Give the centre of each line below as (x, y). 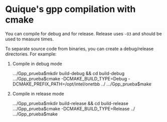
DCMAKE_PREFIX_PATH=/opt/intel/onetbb (56, 84)
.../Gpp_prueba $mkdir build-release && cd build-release (70, 103)
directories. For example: (31, 54)
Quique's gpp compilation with (70, 9)
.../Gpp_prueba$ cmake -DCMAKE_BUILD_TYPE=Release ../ (74, 108)
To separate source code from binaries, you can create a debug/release (79, 48)
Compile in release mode (38, 93)
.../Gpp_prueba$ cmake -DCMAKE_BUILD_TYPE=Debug (70, 78)
